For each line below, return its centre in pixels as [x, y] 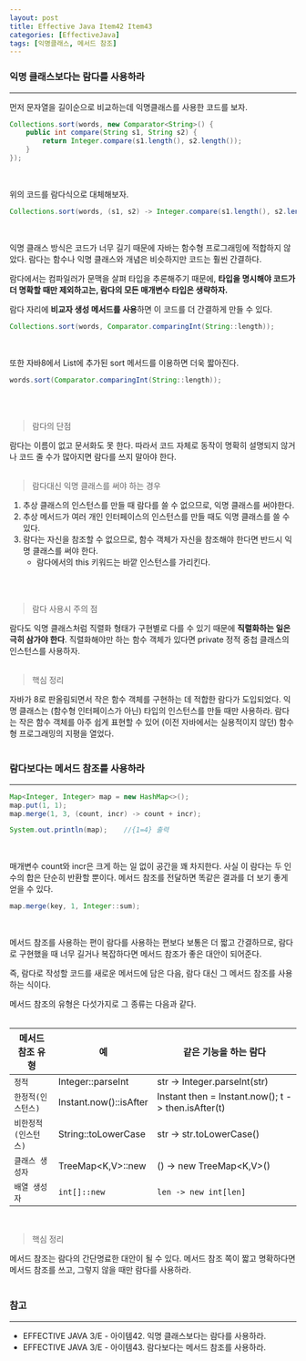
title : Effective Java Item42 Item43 [81, 26]
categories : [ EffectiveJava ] [65, 35]
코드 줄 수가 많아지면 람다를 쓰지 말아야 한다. [98, 456]
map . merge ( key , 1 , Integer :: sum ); [75, 906]
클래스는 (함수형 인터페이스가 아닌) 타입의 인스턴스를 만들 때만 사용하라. [146, 711]
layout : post [34, 18]
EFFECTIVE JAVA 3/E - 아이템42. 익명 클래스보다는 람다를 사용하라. [144, 1335]
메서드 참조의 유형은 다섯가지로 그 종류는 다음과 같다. [103, 1004]
